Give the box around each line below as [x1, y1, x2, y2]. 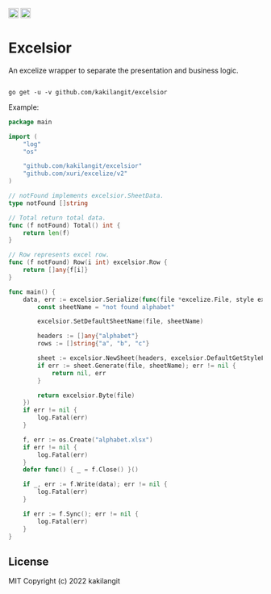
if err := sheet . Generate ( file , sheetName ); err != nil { [37, 362, 236, 370]
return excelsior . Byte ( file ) [37, 391, 135, 399]
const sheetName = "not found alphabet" [37, 303, 175, 311]
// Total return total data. [8, 214, 106, 222]
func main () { [8, 287, 56, 296]
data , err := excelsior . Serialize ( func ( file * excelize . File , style [23, 295, 254, 303]
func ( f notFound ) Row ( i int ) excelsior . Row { [8, 258, 168, 266]
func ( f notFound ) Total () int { [8, 221, 121, 229]
